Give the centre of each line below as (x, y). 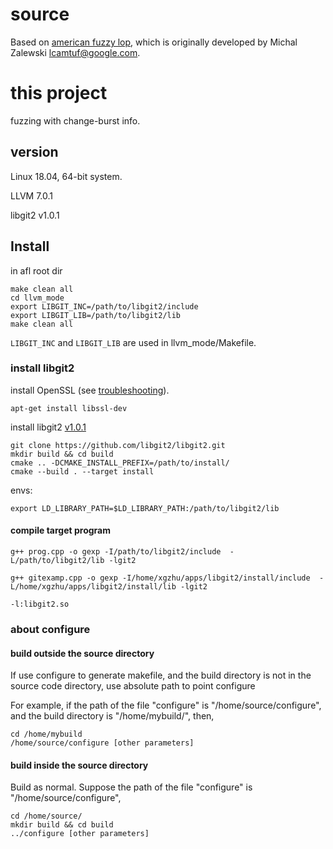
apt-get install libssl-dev (69, 408)
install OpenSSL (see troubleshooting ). (90, 390)
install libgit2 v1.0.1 (48, 427)
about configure (50, 629)
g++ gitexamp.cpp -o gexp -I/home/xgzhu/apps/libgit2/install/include (160, 578)
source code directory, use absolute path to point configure (133, 686)
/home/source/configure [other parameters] (102, 743)
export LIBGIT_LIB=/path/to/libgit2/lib (96, 315)
